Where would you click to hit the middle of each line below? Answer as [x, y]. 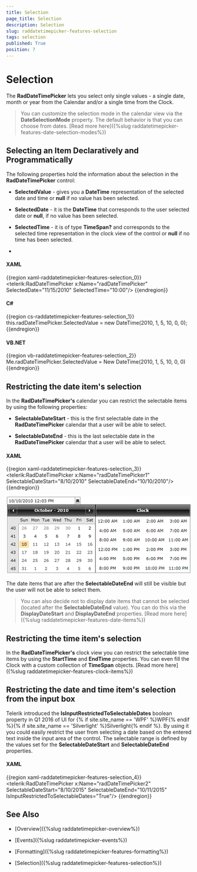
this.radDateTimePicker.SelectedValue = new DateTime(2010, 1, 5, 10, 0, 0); [97, 323]
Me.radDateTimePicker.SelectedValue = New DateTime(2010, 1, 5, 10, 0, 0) [96, 362]
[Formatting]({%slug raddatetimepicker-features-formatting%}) [91, 851]
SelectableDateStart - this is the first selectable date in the [86, 418]
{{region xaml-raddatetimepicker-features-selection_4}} [74, 777]
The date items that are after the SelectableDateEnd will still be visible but [96, 584]
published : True [26, 44]
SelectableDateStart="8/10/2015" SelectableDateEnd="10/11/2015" [87, 790]
